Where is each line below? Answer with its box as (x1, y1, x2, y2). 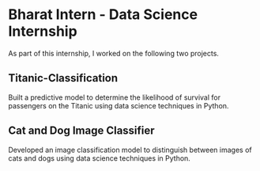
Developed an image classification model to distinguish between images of (8, 145, 252, 154)
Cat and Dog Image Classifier (8, 124, 156, 138)
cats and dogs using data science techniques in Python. (8, 153, 191, 163)
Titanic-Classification (8, 71, 119, 85)
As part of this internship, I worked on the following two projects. (8, 48, 220, 58)
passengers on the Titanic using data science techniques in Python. (8, 101, 229, 110)
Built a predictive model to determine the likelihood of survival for (8, 93, 221, 102)
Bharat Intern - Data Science (8, 6, 198, 24)
